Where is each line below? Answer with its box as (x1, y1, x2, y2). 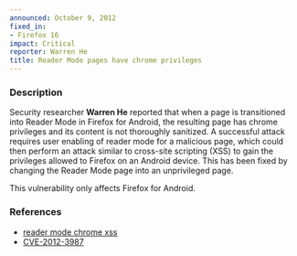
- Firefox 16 (9, 30, 59, 39)
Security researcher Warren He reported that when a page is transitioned (9, 107, 286, 118)
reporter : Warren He (9, 48, 89, 57)
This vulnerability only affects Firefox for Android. (9, 183, 196, 194)
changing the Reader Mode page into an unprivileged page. (9, 165, 234, 176)
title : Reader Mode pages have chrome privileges (9, 56, 203, 65)
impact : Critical (9, 38, 76, 48)
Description (9, 86, 63, 99)
